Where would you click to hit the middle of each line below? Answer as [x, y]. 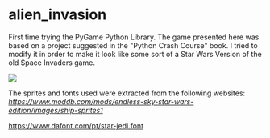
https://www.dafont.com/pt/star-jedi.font [76, 125]
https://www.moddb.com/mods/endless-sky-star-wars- [101, 101]
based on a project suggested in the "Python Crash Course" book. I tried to [133, 45]
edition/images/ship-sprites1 [56, 110]
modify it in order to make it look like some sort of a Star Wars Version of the [135, 54]
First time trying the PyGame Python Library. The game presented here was [134, 37]
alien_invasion [58, 15]
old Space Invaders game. [52, 63]
